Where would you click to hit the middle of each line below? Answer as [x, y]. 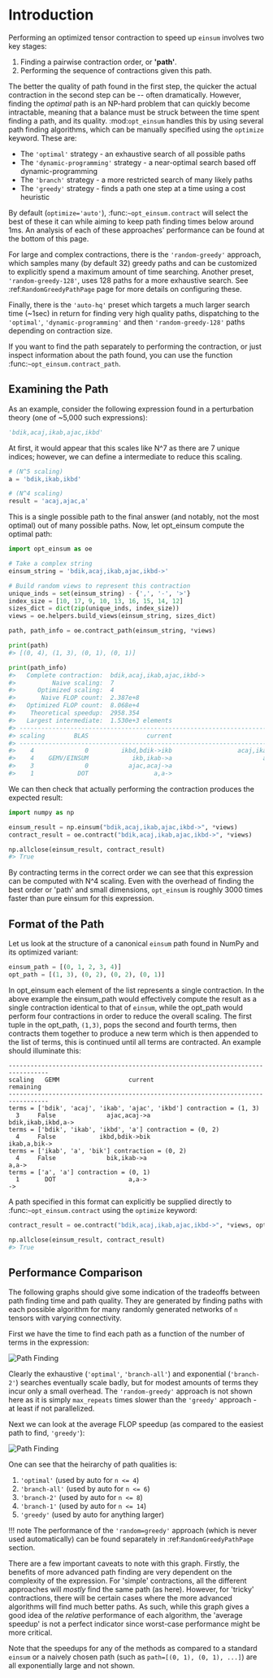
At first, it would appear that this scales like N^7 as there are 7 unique [124, 448]
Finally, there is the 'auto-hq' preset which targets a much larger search [129, 304]
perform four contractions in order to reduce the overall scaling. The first [130, 1016]
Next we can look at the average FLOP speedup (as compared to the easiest [136, 1424]
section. [22, 1548]
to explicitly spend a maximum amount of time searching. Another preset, [131, 272]
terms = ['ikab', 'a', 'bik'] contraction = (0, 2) [97, 1151]
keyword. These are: [43, 138]
